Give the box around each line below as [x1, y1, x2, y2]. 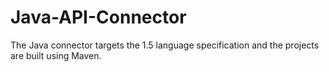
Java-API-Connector [10, 6, 187, 29]
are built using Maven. [10, 49, 102, 61]
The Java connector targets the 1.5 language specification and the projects [10, 39, 320, 51]
